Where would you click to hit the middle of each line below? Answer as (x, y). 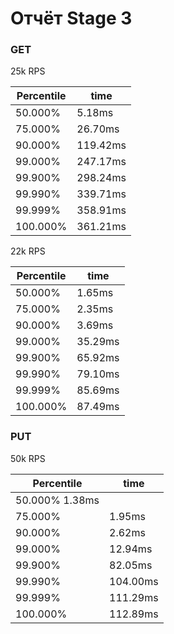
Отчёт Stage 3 (71, 18)
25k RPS (28, 71)
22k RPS (28, 251)
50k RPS (28, 458)
